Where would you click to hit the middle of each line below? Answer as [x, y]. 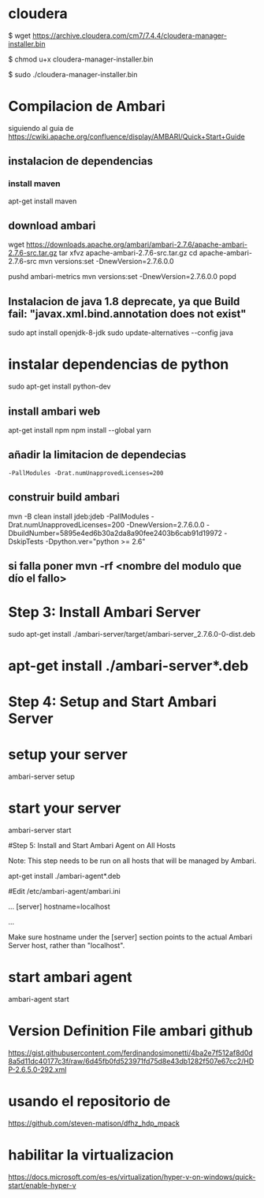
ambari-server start [40, 830]
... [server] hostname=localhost [59, 906]
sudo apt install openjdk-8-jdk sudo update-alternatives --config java [121, 333]
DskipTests [26, 541]
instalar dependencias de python [119, 365]
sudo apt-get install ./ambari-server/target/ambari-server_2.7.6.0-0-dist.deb [132, 634]
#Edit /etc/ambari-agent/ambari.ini [64, 891]
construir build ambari [64, 497]
